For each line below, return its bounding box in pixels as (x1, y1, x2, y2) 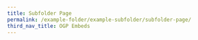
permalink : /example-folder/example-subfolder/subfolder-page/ (7, 16, 192, 23)
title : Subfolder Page (7, 9, 72, 17)
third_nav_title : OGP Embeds (7, 22, 90, 29)
